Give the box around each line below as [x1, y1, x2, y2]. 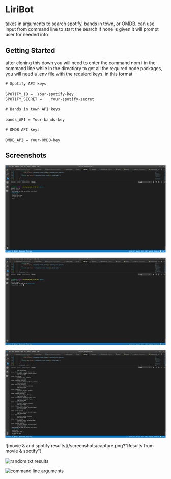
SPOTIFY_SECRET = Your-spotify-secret [5, 96, 95, 102]
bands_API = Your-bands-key [5, 117, 65, 122]
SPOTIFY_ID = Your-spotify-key [5, 91, 74, 97]
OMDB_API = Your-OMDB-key [5, 137, 60, 143]
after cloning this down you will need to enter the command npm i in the [5, 60, 156, 66]
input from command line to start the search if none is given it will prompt [5, 26, 159, 32]
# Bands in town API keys [5, 106, 60, 112]
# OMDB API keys [5, 127, 40, 132]
